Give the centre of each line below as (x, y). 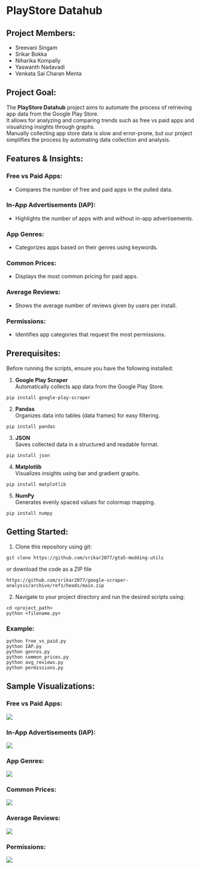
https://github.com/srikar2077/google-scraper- (68, 580)
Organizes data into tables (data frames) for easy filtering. (88, 415)
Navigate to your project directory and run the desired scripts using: (100, 596)
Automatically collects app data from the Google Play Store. (90, 386)
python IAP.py (24, 646)
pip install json (28, 455)
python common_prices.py (38, 657)
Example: (20, 629)
